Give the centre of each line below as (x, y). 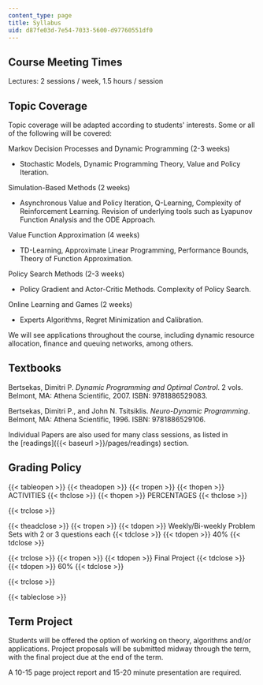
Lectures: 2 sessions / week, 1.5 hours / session (86, 81)
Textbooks (35, 368)
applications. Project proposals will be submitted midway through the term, (130, 649)
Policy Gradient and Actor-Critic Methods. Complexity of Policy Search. (135, 289)
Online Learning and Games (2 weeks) (70, 304)
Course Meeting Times (65, 62)
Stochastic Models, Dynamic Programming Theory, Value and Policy (130, 164)
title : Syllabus (35, 23)
